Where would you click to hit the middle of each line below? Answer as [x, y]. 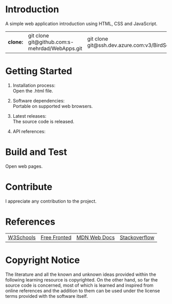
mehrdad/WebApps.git [55, 48]
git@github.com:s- [51, 42]
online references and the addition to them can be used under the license [83, 291]
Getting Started [39, 71]
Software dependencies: [39, 100]
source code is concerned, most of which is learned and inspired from [79, 285]
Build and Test [36, 152]
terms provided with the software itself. [47, 296]
